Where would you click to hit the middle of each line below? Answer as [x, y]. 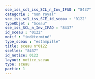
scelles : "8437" [22, 51]
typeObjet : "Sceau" [26, 23]
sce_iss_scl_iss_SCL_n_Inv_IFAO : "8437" [48, 10]
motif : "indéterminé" [28, 37]
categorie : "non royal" [31, 14]
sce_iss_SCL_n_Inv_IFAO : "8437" [39, 28]
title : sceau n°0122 [26, 46]
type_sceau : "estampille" [33, 42]
